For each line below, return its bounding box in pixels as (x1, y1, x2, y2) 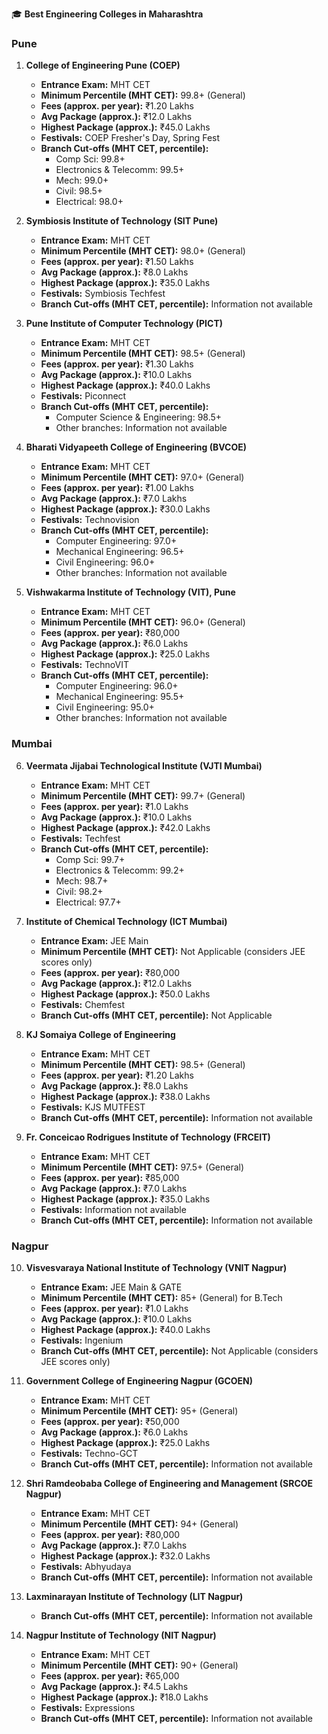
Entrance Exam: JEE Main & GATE (40, 1281, 183, 1293)
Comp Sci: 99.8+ (55, 153, 126, 165)
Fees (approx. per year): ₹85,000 (40, 1171, 180, 1183)
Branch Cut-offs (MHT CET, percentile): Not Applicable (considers (40, 1344, 319, 1357)
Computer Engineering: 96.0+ (55, 680, 179, 692)
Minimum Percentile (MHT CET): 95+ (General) (40, 1404, 239, 1417)
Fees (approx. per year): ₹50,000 (40, 1415, 180, 1427)
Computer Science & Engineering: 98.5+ (55, 411, 223, 423)
